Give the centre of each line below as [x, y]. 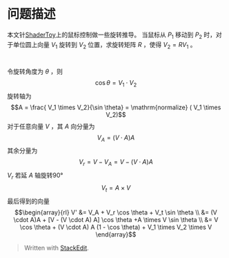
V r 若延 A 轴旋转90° [35, 176]
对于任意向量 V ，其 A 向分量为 [51, 126]
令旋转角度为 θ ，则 [35, 71]
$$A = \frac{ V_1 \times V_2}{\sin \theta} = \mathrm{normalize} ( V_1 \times [116, 107]
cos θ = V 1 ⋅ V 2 [116, 83]
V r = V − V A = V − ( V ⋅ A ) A [116, 163]
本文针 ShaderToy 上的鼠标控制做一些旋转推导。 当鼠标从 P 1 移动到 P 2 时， [111, 35]
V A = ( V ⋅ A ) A [116, 138]
